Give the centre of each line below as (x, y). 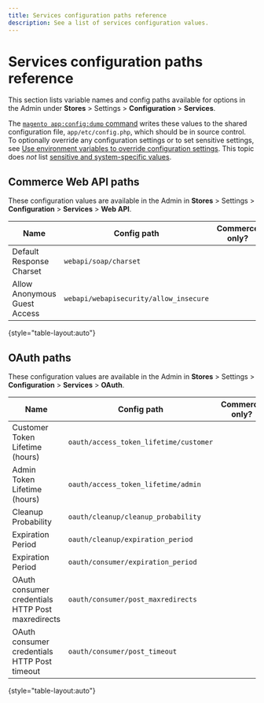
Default (26, 252)
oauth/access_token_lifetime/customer (141, 442)
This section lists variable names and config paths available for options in (127, 100)
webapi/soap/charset (103, 261)
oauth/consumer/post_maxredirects (133, 600)
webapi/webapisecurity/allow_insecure (137, 299)
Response (31, 262)
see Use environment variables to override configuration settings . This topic (131, 149)
